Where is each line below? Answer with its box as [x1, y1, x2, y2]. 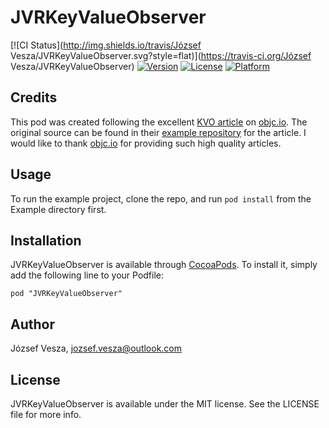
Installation [10, 232, 82, 249]
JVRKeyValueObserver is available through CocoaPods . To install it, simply [10, 259, 318, 271]
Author [10, 316, 55, 333]
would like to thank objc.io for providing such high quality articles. [10, 137, 282, 149]
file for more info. [10, 409, 82, 420]
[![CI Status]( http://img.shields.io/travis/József [10, 39, 202, 51]
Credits [10, 89, 58, 106]
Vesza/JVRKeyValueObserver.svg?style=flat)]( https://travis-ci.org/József [10, 49, 312, 61]
